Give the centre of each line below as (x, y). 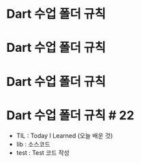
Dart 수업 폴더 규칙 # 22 (70, 115)
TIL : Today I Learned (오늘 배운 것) (64, 135)
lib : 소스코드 (33, 144)
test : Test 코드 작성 (43, 152)
